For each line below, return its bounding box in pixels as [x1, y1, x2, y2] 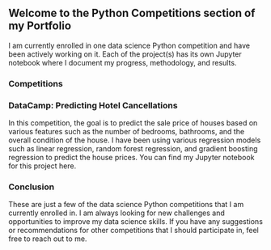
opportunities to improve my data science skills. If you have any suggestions [8, 217, 263, 227]
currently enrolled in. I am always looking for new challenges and [8, 208, 225, 218]
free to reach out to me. [8, 234, 87, 244]
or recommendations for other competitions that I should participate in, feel [8, 226, 259, 235]
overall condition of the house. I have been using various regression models [8, 135, 261, 145]
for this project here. [8, 161, 77, 171]
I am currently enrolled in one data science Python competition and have [8, 40, 251, 50]
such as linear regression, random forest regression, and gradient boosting [8, 144, 258, 154]
